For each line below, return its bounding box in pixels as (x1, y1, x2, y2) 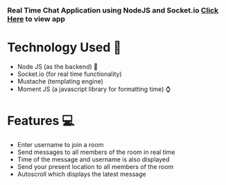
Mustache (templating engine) (17, 77, 104, 85)
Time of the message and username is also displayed (17, 155, 170, 164)
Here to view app (7, 14, 66, 23)
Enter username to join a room (17, 140, 104, 148)
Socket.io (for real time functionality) (17, 70, 123, 78)
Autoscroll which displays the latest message (17, 170, 147, 178)
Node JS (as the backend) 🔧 (17, 62, 98, 70)
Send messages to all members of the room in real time (17, 148, 175, 156)
